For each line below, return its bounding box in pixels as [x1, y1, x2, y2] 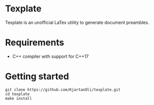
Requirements [5, 37, 64, 48]
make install [5, 96, 32, 101]
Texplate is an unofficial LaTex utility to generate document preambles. [5, 19, 150, 25]
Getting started [5, 71, 69, 82]
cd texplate [5, 92, 30, 97]
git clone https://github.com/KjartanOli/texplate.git [5, 87, 121, 92]
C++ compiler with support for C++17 [12, 53, 89, 59]
